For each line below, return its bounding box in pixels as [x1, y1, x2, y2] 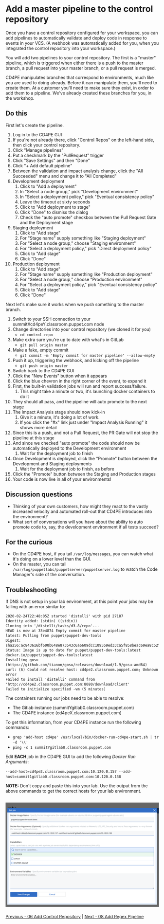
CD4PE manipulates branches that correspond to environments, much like [5, 74, 154, 80]
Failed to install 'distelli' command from [5, 677, 95, 682]
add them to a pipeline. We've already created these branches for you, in [5, 90, 152, 96]
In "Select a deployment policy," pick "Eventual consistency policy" [19, 194, 155, 199]
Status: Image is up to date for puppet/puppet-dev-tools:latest [5, 648, 141, 653]
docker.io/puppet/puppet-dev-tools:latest [5, 653, 93, 658]
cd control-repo [19, 332, 53, 337]
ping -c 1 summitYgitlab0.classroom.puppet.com [12, 745, 111, 750]
